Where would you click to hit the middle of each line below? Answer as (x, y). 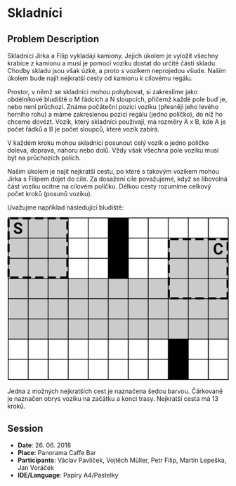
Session (25, 428)
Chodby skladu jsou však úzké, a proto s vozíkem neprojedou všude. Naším (117, 71)
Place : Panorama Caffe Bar (57, 452)
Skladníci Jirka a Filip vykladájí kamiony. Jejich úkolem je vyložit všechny (113, 56)
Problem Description (53, 39)
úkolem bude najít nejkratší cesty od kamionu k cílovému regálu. (100, 78)
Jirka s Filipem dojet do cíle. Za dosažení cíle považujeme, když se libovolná (118, 179)
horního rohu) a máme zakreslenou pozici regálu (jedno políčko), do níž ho (115, 114)
